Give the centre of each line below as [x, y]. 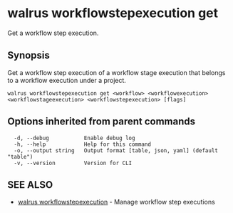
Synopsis [29, 55]
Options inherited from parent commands [102, 122]
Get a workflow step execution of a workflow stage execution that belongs [116, 72]
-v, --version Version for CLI [73, 163]
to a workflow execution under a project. [67, 80]
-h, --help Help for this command [83, 144]
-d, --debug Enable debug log [74, 138]
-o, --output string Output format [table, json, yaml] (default [116, 150]
